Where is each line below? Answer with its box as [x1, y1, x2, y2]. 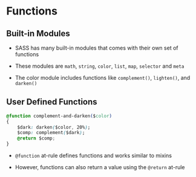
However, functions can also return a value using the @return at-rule [15, 164, 186, 171]
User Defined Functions [6, 97, 98, 107]
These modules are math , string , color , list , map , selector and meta [15, 62, 185, 69]
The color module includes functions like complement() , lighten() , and [15, 74, 191, 81]
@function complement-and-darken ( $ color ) [6, 113, 113, 119]
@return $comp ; [17, 135, 56, 141]
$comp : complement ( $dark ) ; [17, 130, 85, 136]
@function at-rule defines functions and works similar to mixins [15, 152, 172, 159]
